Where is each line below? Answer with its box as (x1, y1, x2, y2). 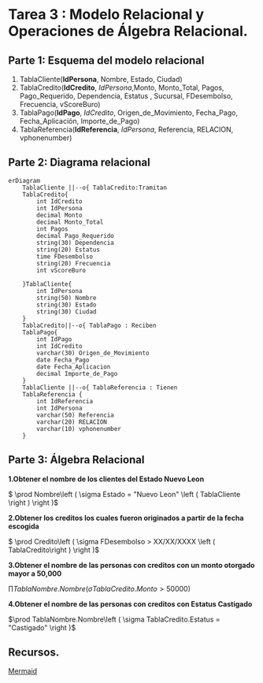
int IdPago (36, 335, 72, 343)
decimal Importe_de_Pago (36, 369, 118, 377)
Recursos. (8, 646, 60, 659)
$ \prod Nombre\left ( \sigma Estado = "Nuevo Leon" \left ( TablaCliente (8, 489, 241, 499)
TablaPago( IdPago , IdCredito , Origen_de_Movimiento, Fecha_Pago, (19, 108, 239, 117)
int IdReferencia (36, 397, 93, 405)
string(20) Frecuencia (36, 259, 111, 267)
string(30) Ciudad (36, 307, 97, 316)
